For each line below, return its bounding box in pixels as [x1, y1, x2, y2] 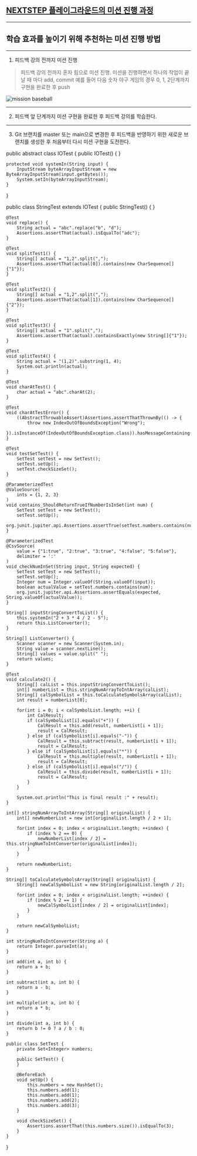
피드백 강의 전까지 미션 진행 [14, 56, 78, 63]
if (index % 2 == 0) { [27, 830, 83, 836]
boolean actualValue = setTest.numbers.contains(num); [16, 584, 154, 590]
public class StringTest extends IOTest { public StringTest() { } [6, 203, 155, 210]
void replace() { [6, 219, 49, 226]
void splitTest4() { [6, 353, 57, 359]
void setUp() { [16, 1077, 54, 1083]
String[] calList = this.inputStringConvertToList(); [16, 682, 151, 687]
